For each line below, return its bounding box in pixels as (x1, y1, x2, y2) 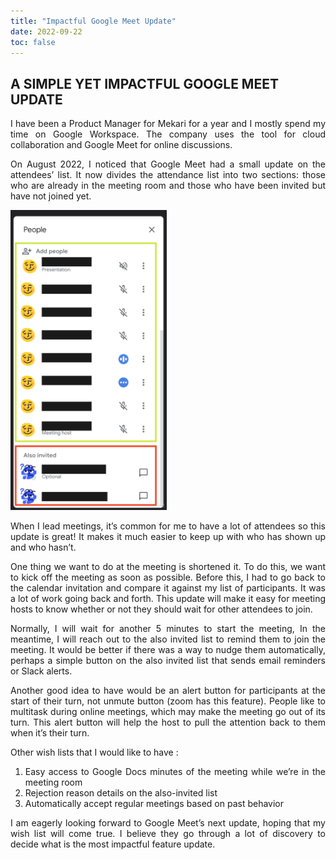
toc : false (10, 37, 56, 47)
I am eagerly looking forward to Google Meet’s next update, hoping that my (10, 817, 326, 829)
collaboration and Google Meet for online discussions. (10, 139, 233, 151)
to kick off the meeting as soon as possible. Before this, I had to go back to (10, 571, 326, 584)
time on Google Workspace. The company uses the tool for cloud (10, 128, 326, 140)
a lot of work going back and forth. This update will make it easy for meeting (10, 593, 326, 605)
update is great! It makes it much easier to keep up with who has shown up (10, 531, 326, 543)
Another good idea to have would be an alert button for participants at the (10, 685, 326, 697)
